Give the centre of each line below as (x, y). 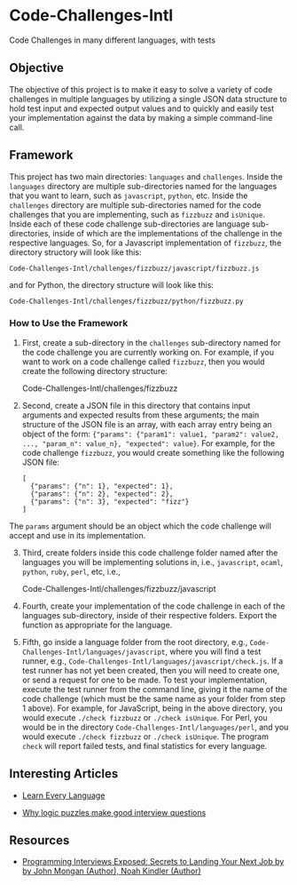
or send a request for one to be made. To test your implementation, (145, 680)
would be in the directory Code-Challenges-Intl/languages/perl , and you (155, 727)
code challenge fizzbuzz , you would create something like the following (153, 452)
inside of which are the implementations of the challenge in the (168, 233)
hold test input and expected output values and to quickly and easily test (142, 108)
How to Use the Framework (69, 323)
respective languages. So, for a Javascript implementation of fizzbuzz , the (145, 243)
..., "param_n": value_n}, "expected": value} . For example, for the (148, 443)
